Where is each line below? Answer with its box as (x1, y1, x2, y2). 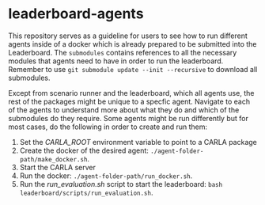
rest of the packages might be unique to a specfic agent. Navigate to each (8, 97, 251, 106)
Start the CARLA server (19, 162, 97, 172)
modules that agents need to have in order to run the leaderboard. (8, 56, 224, 66)
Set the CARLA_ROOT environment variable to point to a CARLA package (19, 137, 257, 146)
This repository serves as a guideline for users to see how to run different (8, 31, 248, 40)
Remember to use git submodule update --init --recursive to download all (8, 64, 258, 74)
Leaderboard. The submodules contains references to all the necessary (8, 47, 237, 57)
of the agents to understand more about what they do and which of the (8, 104, 240, 115)
